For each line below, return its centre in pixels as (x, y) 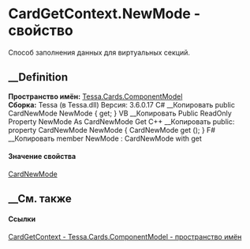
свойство (41, 30)
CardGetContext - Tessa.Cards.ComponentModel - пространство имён (125, 236)
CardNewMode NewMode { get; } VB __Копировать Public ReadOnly (120, 113)
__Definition (38, 77)
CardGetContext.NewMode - (104, 14)
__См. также (40, 199)
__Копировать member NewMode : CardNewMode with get (105, 138)
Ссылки (22, 219)
